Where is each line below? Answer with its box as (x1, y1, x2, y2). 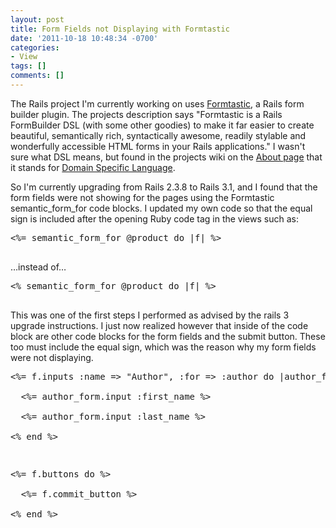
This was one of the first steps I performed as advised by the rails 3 (10, 309, 290, 321)
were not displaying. (10, 351, 94, 363)
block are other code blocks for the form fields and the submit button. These (10, 330, 326, 342)
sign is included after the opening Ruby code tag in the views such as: (10, 212, 299, 225)
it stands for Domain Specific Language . (10, 161, 176, 173)
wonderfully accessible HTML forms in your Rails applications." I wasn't (10, 140, 306, 152)
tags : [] (10, 61, 47, 71)
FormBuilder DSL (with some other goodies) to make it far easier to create (10, 119, 315, 131)
